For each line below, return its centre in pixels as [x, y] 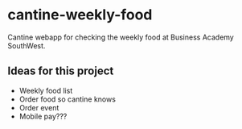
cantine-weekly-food [80, 15]
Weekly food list [46, 90]
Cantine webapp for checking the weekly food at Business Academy [121, 37]
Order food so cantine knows [67, 99]
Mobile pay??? [43, 116]
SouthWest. [27, 45]
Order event [39, 107]
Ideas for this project [61, 71]
